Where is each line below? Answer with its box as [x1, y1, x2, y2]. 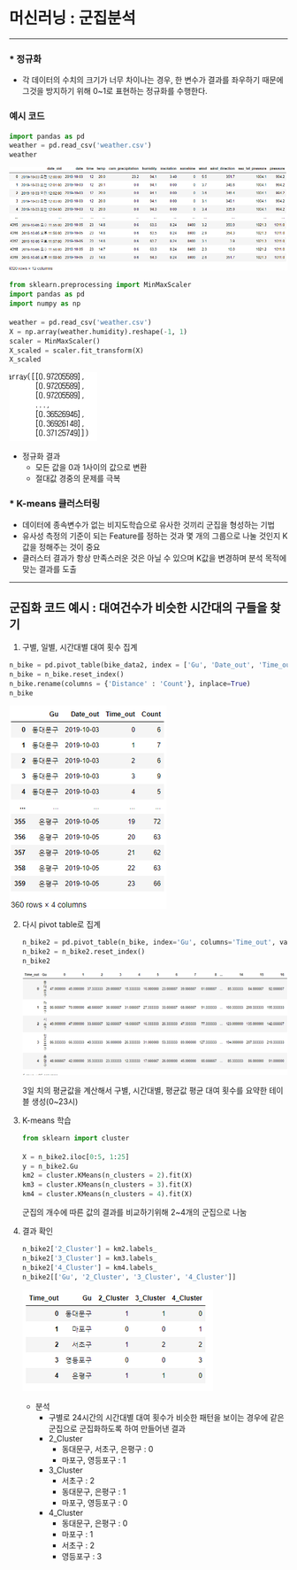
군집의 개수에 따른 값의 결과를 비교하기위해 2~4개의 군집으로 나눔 [21, 1207, 247, 1218]
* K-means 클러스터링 [9, 498, 100, 510]
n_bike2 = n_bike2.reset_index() [21, 947, 146, 956]
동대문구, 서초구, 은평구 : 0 [61, 1443, 154, 1454]
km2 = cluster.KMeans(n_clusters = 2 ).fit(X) [21, 1171, 193, 1180]
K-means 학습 [21, 1115, 72, 1125]
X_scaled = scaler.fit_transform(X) [9, 346, 144, 355]
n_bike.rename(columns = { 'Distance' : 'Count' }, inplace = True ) [9, 679, 251, 689]
